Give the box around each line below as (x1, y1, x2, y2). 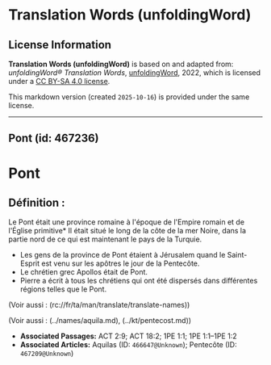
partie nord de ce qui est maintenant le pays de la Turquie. (8, 234, 202, 244)
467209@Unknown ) (19, 349, 74, 359)
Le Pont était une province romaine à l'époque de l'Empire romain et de (8, 217, 244, 227)
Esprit (19, 258, 40, 268)
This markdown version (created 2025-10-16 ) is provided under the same (8, 92, 250, 102)
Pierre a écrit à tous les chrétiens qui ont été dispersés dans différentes (19, 276, 258, 286)
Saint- (227, 250, 248, 260)
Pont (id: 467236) (8, 132, 99, 145)
